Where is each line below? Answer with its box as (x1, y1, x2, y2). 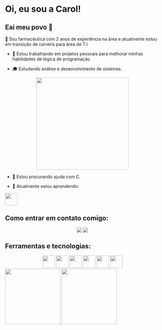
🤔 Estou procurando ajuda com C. (12, 174, 81, 180)
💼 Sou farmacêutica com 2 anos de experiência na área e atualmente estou (5, 36, 157, 42)
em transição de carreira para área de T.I (5, 41, 88, 47)
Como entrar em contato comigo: (5, 214, 109, 222)
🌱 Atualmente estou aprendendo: (12, 183, 80, 189)
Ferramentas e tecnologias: (5, 242, 91, 250)
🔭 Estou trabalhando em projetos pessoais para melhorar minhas (12, 51, 143, 57)
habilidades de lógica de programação (12, 56, 90, 62)
